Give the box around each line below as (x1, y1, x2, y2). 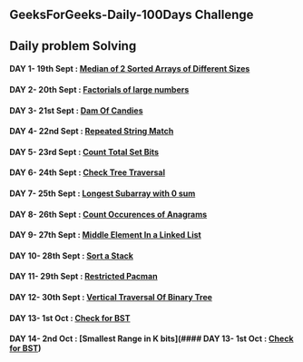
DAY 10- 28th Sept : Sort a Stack (9, 249, 134, 261)
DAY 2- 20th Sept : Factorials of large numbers (9, 83, 190, 94)
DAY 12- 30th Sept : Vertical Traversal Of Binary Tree (9, 291, 213, 302)
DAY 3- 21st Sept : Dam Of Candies (9, 104, 143, 116)
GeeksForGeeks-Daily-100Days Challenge (9, 7, 254, 23)
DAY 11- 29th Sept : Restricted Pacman (9, 271, 158, 282)
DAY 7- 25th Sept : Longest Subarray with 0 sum (9, 188, 196, 199)
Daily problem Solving (9, 38, 137, 54)
